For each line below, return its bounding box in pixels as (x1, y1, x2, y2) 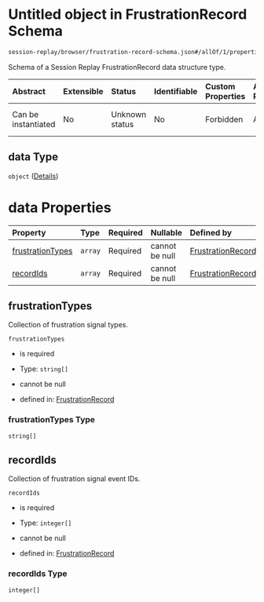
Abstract (12, 86, 46, 97)
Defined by (189, 227, 233, 238)
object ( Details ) (8, 171, 59, 181)
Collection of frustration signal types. (8, 320, 128, 330)
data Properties (8, 199, 112, 217)
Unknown (111, 108, 147, 119)
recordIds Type (8, 568, 68, 579)
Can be (12, 108, 39, 119)
